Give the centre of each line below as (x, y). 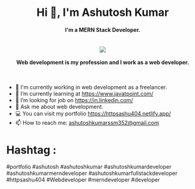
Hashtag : (31, 150)
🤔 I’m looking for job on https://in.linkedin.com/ (74, 100)
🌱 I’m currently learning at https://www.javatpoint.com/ (84, 94)
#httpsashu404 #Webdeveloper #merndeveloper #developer (83, 180)
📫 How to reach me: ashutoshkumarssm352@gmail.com (87, 123)
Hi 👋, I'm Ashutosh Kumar (103, 13)
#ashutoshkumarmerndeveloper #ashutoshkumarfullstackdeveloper (92, 173)
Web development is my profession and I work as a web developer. (103, 62)
